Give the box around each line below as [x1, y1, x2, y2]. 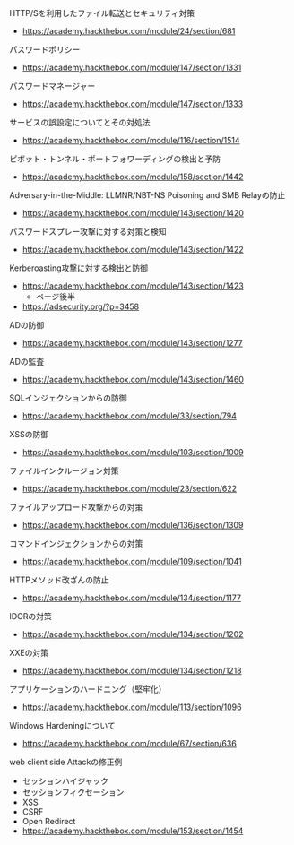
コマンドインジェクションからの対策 [9, 539, 143, 548]
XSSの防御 [9, 429, 49, 439]
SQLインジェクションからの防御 [9, 392, 127, 403]
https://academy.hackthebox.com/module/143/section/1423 [22, 280, 244, 291]
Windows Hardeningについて [9, 720, 117, 730]
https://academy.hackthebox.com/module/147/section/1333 [22, 99, 244, 109]
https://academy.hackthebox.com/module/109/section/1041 [22, 556, 242, 566]
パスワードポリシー [9, 44, 81, 55]
